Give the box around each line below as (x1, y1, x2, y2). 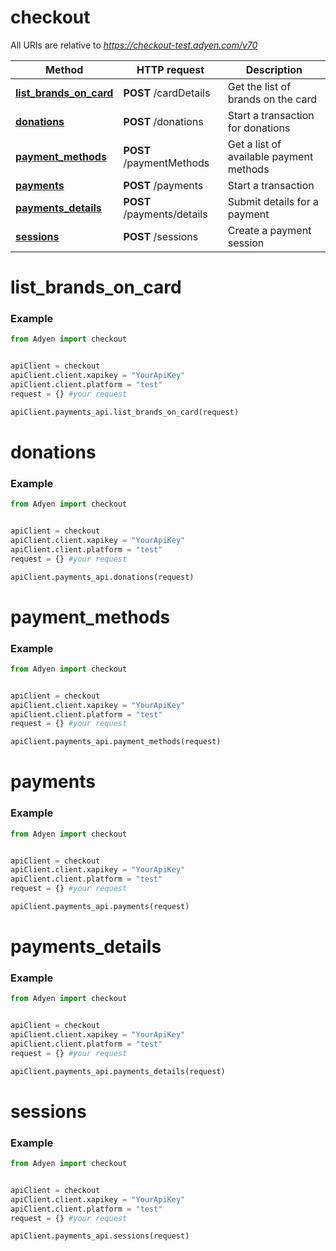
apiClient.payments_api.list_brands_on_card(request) (10, 407, 240, 417)
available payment (227, 149, 314, 163)
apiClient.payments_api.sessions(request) (10, 1231, 190, 1241)
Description (245, 62, 303, 76)
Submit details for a (227, 194, 319, 208)
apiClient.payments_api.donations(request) (10, 572, 195, 582)
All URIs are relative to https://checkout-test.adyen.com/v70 (10, 39, 258, 51)
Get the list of (227, 79, 292, 93)
